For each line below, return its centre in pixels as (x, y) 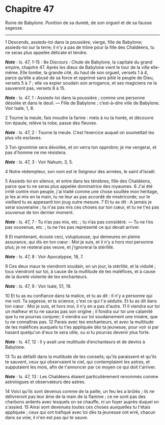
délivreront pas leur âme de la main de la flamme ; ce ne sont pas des (75, 396)
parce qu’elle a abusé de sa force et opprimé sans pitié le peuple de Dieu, (80, 78)
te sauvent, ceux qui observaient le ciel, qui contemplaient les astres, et (78, 362)
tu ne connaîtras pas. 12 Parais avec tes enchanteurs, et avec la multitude (79, 322)
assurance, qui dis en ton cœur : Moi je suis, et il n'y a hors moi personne (79, 242)
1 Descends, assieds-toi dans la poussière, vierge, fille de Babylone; (74, 42)
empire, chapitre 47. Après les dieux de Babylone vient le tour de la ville (77, 67)
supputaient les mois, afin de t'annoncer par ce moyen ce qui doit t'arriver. (81, 367)
